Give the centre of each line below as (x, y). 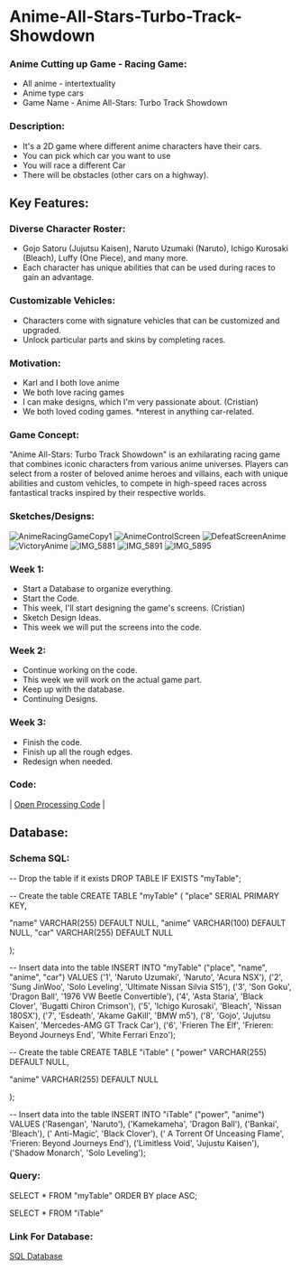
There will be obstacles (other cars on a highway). (115, 174)
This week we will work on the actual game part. (112, 680)
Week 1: (27, 569)
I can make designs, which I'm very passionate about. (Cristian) (140, 402)
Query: (25, 1176)
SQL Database (36, 1256)
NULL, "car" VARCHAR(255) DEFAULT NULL (91, 932)
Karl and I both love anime (71, 383)
